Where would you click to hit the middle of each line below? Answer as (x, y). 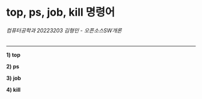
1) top (14, 55)
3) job (14, 78)
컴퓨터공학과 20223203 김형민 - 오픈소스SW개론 (64, 30)
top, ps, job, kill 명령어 (61, 12)
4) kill (14, 90)
